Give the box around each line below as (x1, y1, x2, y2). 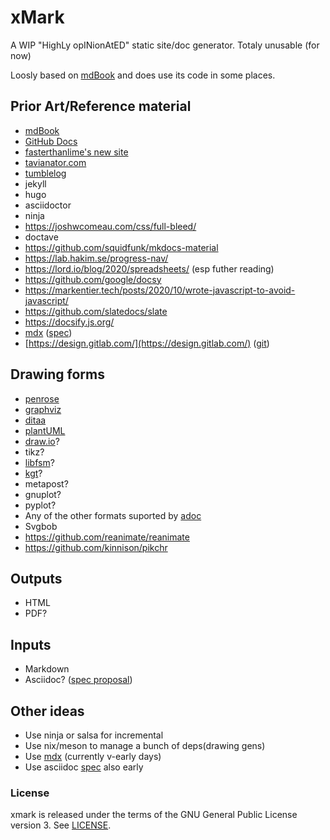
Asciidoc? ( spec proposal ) (24, 674, 133, 686)
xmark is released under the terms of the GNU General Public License (10, 809, 298, 821)
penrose (24, 392, 60, 405)
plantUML (24, 424, 66, 436)
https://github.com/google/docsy (24, 273, 162, 285)
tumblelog (24, 167, 67, 179)
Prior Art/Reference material (10, 98, 192, 115)
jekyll (24, 177, 47, 190)
